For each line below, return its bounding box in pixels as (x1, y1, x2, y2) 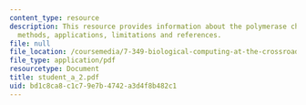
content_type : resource (9, 13, 100, 23)
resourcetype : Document (9, 65, 100, 74)
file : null (9, 38, 51, 48)
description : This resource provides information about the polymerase (9, 22, 287, 31)
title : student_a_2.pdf (9, 73, 100, 82)
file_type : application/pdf (9, 56, 117, 65)
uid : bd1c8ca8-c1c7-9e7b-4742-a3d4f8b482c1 (9, 81, 178, 90)
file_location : (9, 47, 67, 57)
